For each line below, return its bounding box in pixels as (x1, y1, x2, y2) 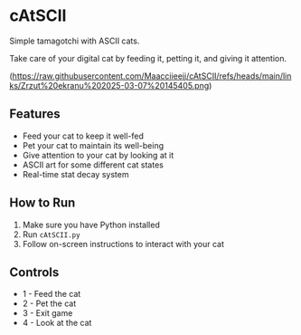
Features (9, 106, 61, 122)
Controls (9, 264, 60, 280)
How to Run (9, 196, 76, 211)
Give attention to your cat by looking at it (22, 149, 174, 160)
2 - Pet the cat (22, 298, 77, 309)
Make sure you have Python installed (22, 219, 160, 230)
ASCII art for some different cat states (22, 159, 165, 170)
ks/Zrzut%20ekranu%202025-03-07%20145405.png (9, 80, 210, 91)
